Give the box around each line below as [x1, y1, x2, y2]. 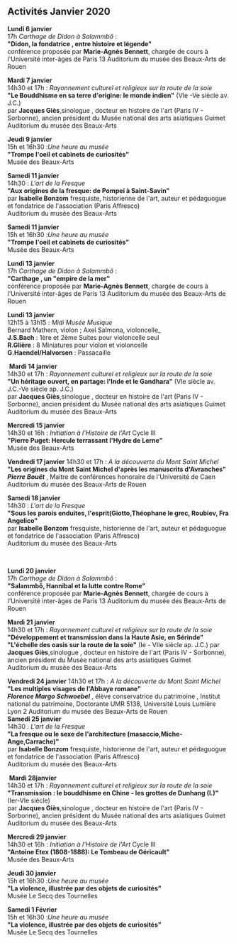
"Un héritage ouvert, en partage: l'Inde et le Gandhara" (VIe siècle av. [7, 377, 215, 385]
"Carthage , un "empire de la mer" [7, 274, 111, 282]
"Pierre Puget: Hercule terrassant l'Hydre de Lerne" [7, 436, 163, 444]
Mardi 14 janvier [9, 362, 57, 370]
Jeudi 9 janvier [7, 135, 52, 143]
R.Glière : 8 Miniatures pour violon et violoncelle [7, 341, 148, 349]
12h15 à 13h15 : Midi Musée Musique [7, 318, 113, 326]
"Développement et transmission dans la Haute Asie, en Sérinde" [7, 633, 204, 641]
